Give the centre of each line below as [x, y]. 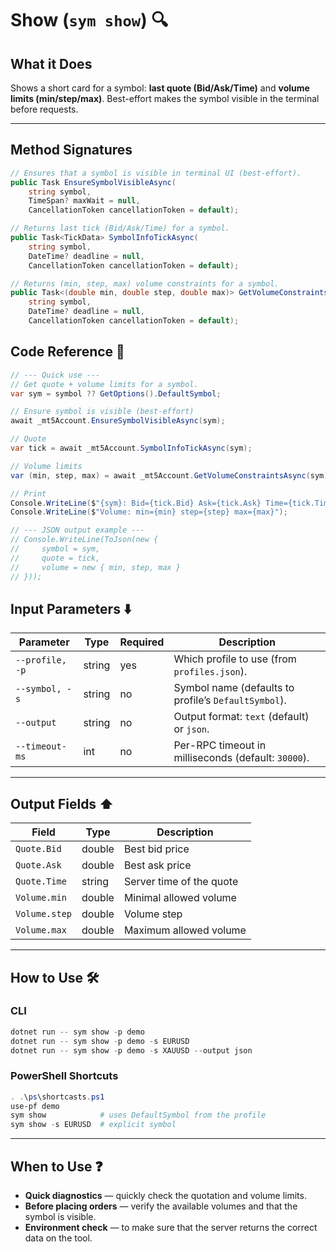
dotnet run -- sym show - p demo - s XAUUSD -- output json [131, 1050]
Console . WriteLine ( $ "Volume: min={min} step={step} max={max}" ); [149, 512]
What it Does [51, 63]
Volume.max [41, 930]
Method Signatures [71, 150]
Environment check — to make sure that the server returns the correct [171, 1228]
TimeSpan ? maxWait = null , [84, 201]
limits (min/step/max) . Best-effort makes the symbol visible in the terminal [165, 98]
